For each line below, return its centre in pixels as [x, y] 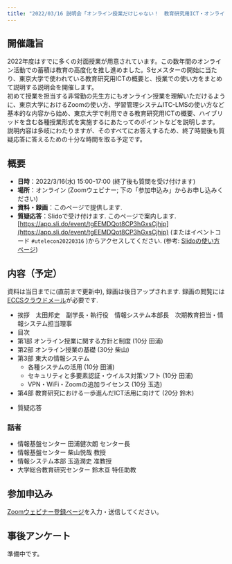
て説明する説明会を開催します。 [53, 87]
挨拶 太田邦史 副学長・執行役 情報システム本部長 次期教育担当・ [117, 315]
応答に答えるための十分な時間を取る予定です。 [80, 139]
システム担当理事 [48, 324]
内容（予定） [35, 274]
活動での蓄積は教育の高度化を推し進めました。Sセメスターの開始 [106, 70]
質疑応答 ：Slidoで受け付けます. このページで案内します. [97, 216]
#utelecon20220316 [57, 241]
